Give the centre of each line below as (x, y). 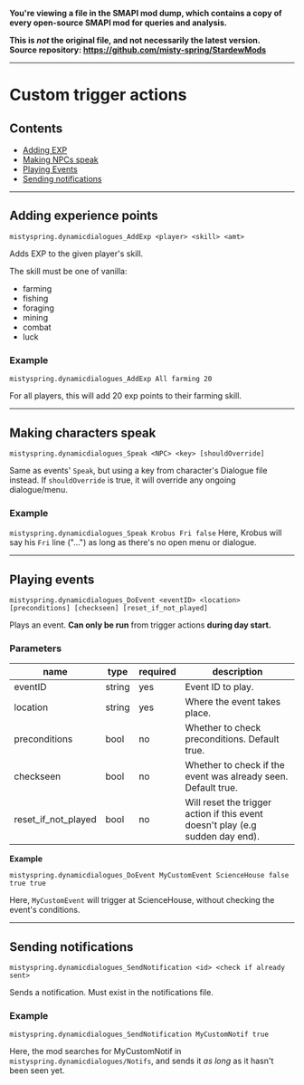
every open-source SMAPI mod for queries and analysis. (119, 23)
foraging (38, 308)
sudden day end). (223, 837)
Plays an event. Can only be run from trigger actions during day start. (140, 625)
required (157, 672)
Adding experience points (84, 216)
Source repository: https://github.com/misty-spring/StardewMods (138, 50)
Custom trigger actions (98, 95)
